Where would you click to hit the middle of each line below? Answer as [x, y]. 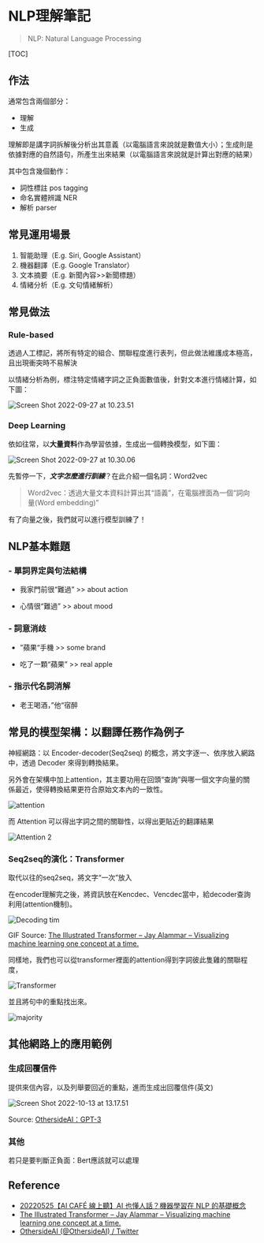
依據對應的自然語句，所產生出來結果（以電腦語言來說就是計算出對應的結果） [132, 154]
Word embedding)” [68, 502]
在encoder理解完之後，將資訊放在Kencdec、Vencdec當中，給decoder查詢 [130, 894]
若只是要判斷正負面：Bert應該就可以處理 [74, 1160]
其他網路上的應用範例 [60, 1044]
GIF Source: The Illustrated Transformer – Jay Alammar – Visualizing [119, 935]
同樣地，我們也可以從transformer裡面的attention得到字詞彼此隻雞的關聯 [125, 959]
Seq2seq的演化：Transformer [66, 858]
